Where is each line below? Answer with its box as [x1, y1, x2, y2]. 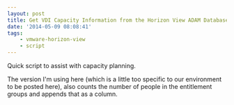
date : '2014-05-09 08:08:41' [7, 23, 92, 30]
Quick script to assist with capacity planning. [7, 62, 136, 70]
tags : [7, 29, 23, 37]
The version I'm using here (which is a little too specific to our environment [7, 75, 222, 83]
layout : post [7, 10, 45, 17]
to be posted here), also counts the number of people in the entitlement [7, 83, 212, 90]
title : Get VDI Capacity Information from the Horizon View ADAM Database [7, 17, 229, 24]
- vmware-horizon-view [19, 36, 86, 43]
